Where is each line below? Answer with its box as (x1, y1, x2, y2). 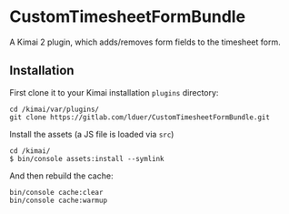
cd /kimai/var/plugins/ (9, 105, 100, 114)
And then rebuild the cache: (9, 170, 114, 181)
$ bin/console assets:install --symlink (9, 154, 165, 163)
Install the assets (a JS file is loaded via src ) (9, 128, 174, 139)
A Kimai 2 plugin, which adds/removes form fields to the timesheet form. (9, 36, 281, 47)
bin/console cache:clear (9, 188, 104, 197)
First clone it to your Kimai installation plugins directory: (9, 87, 219, 97)
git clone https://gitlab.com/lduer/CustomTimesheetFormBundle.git (9, 112, 271, 122)
